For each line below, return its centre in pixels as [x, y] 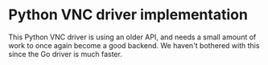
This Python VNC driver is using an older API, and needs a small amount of [132, 37]
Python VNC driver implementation [128, 15]
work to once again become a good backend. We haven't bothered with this [134, 45]
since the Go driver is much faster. [65, 54]
